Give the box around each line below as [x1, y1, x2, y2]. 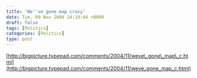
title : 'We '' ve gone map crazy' [6, 8, 86, 15]
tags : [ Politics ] [6, 25, 49, 31]
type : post [6, 36, 33, 42]
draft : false [6, 19, 38, 25]
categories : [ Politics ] [6, 31, 65, 37]
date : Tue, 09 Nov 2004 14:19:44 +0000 [6, 14, 104, 20]
